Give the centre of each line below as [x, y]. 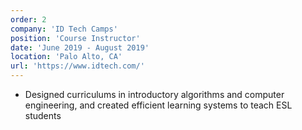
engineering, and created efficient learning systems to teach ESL [158, 105]
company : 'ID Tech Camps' [64, 29]
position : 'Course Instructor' [75, 38]
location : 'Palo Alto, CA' [66, 57]
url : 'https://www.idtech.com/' [77, 66]
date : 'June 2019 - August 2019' [80, 47]
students [43, 115]
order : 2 [28, 19]
